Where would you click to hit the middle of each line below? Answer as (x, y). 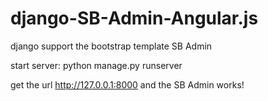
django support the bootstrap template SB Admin (111, 46)
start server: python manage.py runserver (96, 65)
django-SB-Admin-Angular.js (134, 18)
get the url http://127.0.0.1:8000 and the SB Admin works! (127, 84)
